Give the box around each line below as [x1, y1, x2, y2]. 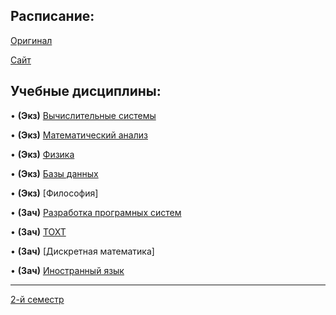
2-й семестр [10, 293, 65, 305]
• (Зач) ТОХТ [10, 225, 67, 238]
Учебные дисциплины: [10, 83, 162, 100]
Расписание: [10, 8, 95, 25]
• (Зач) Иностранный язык [10, 264, 125, 276]
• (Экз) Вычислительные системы [10, 109, 157, 121]
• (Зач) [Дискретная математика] [10, 245, 155, 257]
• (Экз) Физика [10, 148, 75, 160]
